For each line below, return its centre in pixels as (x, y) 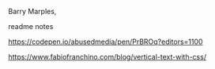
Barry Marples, (32, 11)
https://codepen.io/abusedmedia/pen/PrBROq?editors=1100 (106, 42)
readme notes (31, 26)
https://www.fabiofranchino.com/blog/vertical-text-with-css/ (107, 57)
